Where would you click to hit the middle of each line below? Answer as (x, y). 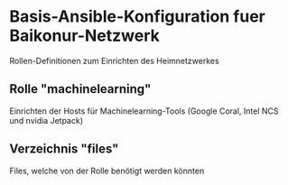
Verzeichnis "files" (64, 149)
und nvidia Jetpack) (46, 120)
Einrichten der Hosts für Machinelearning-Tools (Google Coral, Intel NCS (144, 111)
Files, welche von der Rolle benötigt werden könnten (107, 171)
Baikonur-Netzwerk (84, 36)
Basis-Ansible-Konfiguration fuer (138, 17)
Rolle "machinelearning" (80, 89)
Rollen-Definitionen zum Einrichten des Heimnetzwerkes (114, 60)
